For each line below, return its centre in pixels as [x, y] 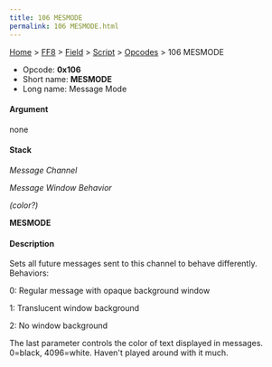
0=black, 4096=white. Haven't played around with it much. [119, 353]
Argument [29, 109]
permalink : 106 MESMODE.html [64, 26]
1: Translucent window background [75, 308]
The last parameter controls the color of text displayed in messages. [136, 343]
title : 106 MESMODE [46, 18]
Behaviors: [29, 273]
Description [32, 243]
